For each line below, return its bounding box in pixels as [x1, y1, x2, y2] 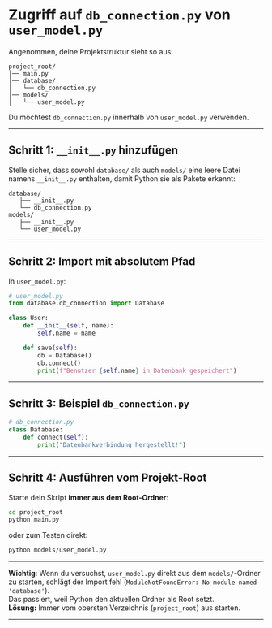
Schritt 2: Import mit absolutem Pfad [8, 254, 196, 269]
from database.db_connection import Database [8, 299, 164, 308]
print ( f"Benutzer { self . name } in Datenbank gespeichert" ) [37, 366, 237, 375]
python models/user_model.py [8, 546, 107, 554]
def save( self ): [23, 344, 79, 352]
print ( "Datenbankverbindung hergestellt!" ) [37, 440, 186, 448]
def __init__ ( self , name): [23, 322, 114, 330]
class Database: [8, 426, 63, 434]
